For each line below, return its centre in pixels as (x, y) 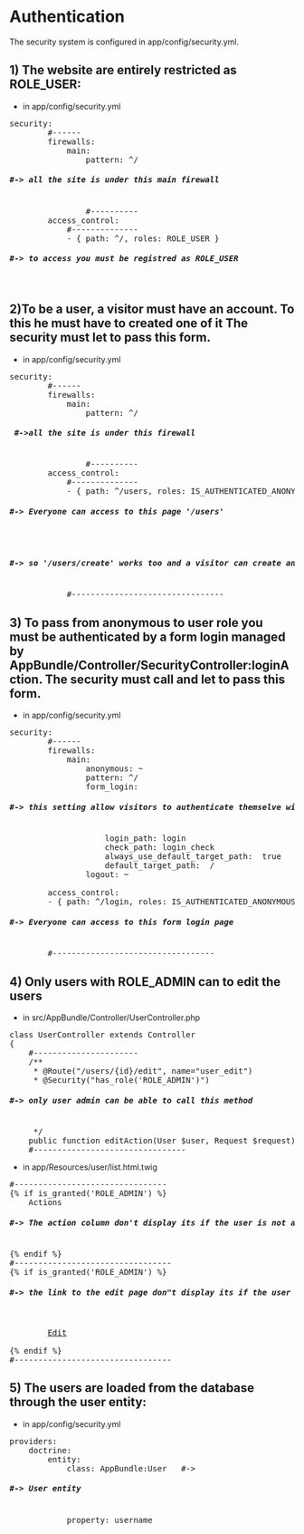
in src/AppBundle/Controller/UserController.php (111, 1018)
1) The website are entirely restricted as (123, 70)
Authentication (67, 17)
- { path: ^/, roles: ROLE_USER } (143, 238)
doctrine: (50, 1450)
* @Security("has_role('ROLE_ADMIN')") (122, 1080)
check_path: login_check (160, 848)
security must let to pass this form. (110, 338)
